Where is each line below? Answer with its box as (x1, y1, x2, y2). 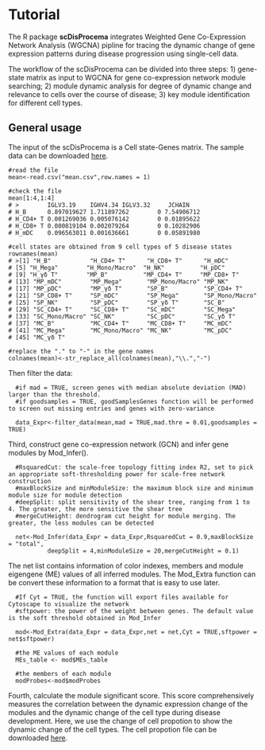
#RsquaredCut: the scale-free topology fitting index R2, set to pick (15, 463, 254, 471)
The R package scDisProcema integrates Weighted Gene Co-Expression (8, 32, 246, 41)
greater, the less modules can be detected (8, 519, 155, 527)
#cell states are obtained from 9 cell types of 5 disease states (8, 243, 232, 251)
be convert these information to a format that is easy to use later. (8, 577, 221, 587)
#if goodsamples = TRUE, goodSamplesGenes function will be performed (15, 397, 254, 405)
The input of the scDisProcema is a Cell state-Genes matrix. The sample (8, 142, 244, 152)
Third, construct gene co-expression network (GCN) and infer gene (8, 439, 229, 449)
